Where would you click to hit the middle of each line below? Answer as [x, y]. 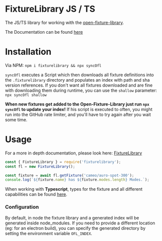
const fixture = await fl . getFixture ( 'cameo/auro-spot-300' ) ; [70, 175]
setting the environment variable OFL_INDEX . [49, 233]
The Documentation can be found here [44, 32]
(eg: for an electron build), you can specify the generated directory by [75, 228]
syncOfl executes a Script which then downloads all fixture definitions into [80, 75]
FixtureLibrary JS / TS [50, 9]
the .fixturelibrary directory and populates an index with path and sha [78, 80]
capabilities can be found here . [36, 195]
